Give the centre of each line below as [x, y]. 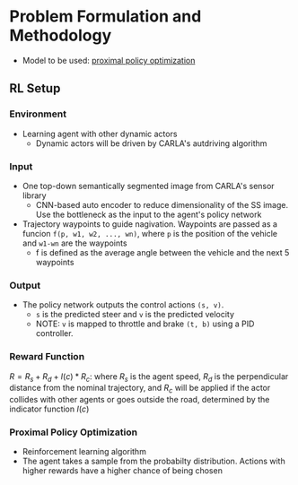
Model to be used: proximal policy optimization [109, 60]
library [34, 195]
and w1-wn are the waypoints [74, 243]
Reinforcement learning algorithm [84, 452]
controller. [54, 333]
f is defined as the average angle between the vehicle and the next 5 [162, 252]
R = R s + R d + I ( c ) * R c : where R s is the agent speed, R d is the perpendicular [149, 377]
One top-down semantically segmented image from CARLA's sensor [149, 186]
